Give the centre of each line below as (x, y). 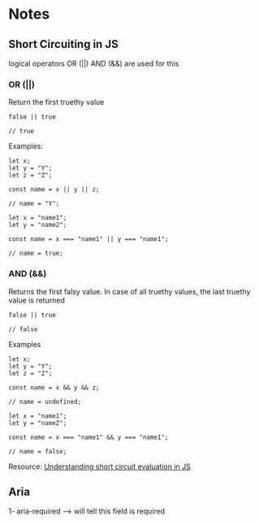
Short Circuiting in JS (64, 44)
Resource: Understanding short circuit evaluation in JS (99, 466)
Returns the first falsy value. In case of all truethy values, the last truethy (129, 291)
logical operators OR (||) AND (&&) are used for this (94, 63)
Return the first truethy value (56, 102)
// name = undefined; (45, 402)
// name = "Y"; (34, 204)
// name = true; (36, 253)
